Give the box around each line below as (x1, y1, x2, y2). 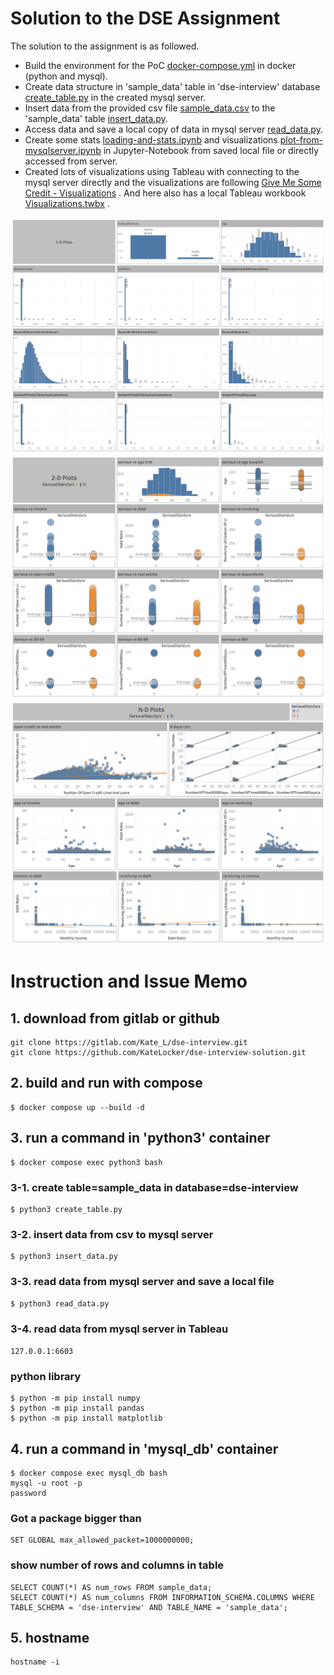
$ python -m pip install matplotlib (10, 1413, 163, 1424)
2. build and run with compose (10, 1075, 203, 1092)
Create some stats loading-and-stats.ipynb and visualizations (24, 133, 278, 146)
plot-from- (279, 133, 324, 146)
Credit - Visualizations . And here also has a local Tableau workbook (24, 187, 307, 199)
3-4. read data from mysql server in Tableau (10, 1322, 229, 1336)
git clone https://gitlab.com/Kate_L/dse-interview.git (10, 1038, 248, 1048)
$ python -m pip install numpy (10, 1393, 141, 1404)
